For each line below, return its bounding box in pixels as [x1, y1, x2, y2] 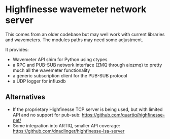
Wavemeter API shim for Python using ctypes [12, 56, 108, 62]
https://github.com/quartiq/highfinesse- [82, 112, 165, 118]
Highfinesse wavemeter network [5, 4, 147, 15]
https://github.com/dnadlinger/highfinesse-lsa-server [12, 128, 125, 134]
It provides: [5, 46, 29, 52]
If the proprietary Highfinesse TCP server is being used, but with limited [12, 106, 163, 113]
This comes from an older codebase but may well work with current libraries [5, 31, 165, 37]
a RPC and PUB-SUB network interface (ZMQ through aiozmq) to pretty [12, 62, 162, 68]
